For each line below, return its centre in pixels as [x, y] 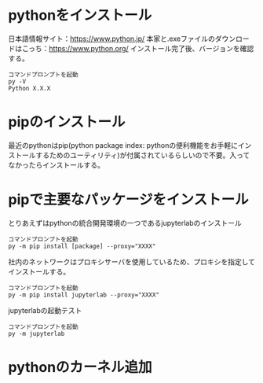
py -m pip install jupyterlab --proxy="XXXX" [84, 295]
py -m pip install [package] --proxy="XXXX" [82, 246]
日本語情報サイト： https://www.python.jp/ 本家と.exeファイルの [112, 39]
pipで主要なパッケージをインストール [128, 200]
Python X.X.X [29, 88]
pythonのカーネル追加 [80, 367]
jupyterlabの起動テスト [45, 310]
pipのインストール [67, 122]
